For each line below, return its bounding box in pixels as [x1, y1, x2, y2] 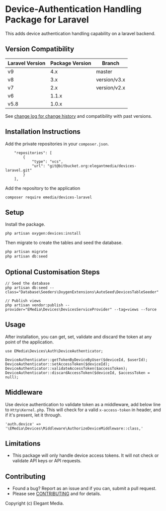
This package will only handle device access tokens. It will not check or [12, 452, 159, 458]
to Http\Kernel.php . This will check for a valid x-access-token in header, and [5, 407, 161, 413]
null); [5, 374, 19, 380]
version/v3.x [96, 76, 126, 83]
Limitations [5, 439, 41, 448]
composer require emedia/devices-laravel [5, 195, 92, 200]
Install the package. [5, 221, 46, 227]
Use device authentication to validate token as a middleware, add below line [5, 401, 161, 407]
